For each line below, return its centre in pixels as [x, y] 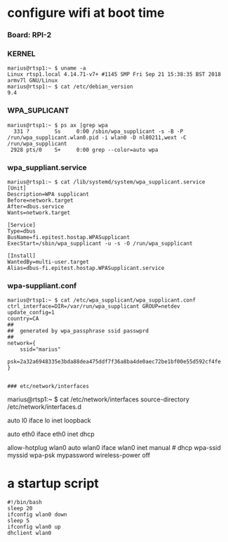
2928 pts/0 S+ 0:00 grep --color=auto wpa [84, 150]
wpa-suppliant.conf [42, 285]
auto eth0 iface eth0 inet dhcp [51, 434]
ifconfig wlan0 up [34, 527]
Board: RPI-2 [29, 35]
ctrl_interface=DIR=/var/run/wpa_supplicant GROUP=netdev [94, 307]
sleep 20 [20, 509]
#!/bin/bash [25, 503]
